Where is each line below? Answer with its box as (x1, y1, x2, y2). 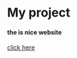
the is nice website (7, 28, 62, 36)
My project (7, 5, 71, 21)
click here (7, 43, 36, 52)
